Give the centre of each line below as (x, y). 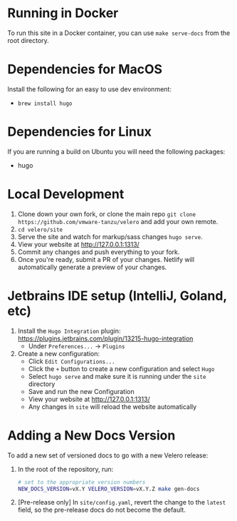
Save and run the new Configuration (81, 391)
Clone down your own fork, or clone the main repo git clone (107, 214)
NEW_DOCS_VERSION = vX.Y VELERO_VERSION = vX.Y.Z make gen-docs (109, 489)
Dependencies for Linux (79, 132)
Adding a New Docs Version (91, 435)
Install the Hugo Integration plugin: (69, 330)
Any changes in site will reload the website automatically (112, 406)
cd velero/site (40, 230)
